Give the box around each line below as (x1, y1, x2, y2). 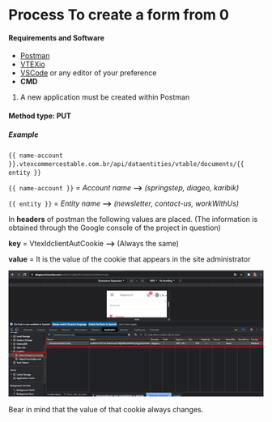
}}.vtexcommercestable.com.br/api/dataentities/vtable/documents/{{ (8, 160, 244, 168)
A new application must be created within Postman (19, 92, 190, 102)
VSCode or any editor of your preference (19, 68, 157, 78)
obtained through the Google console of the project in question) (8, 223, 221, 232)
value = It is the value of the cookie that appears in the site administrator (8, 254, 251, 264)
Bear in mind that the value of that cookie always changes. (8, 405, 204, 414)
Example (8, 130, 39, 139)
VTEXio (19, 59, 46, 70)
